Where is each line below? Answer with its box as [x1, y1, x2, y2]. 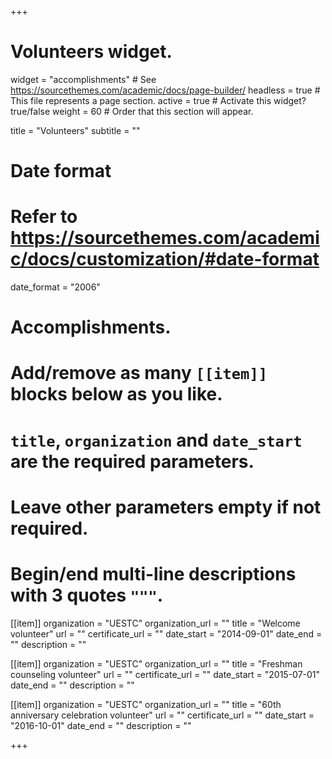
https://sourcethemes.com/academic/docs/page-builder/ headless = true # [10, 84, 321, 96]
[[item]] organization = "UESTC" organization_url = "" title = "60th [10, 698, 282, 710]
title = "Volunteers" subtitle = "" [10, 124, 141, 136]
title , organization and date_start [10, 429, 303, 451]
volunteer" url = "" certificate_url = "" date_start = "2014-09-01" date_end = [10, 627, 323, 640]
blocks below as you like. [10, 383, 223, 406]
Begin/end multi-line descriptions [10, 563, 297, 585]
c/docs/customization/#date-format [10, 248, 320, 271]
